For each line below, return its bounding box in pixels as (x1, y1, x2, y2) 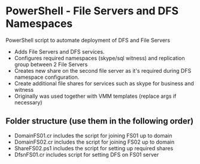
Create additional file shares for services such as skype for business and (14, 79, 194, 87)
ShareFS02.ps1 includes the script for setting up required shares (14, 144, 174, 151)
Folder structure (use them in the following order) (5, 116, 194, 126)
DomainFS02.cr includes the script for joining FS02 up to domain (14, 138, 175, 146)
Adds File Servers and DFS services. (14, 48, 105, 55)
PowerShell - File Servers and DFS (5, 4, 179, 18)
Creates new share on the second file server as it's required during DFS (14, 67, 192, 74)
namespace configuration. (14, 73, 80, 81)
